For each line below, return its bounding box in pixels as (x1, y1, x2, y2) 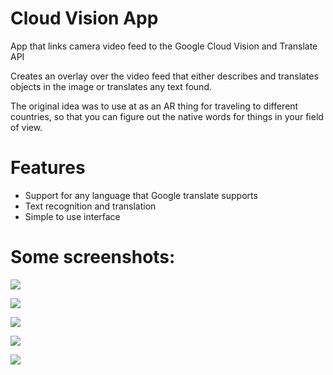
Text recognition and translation (24, 200, 157, 212)
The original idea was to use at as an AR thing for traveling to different (10, 100, 299, 112)
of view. (10, 121, 43, 133)
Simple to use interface (24, 210, 121, 222)
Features (10, 157, 86, 179)
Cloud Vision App (10, 7, 159, 30)
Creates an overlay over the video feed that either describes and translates (10, 70, 319, 82)
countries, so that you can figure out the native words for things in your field (10, 110, 324, 122)
